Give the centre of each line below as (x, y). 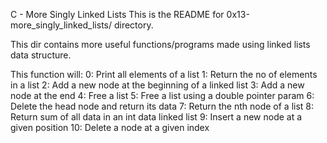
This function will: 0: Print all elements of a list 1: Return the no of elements (164, 74)
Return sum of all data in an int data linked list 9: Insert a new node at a (156, 117)
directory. (133, 25)
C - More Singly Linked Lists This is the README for (117, 14)
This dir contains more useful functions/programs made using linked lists (160, 44)
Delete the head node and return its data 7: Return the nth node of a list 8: (162, 106)
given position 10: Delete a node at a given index (110, 127)
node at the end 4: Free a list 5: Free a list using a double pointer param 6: (162, 95)
